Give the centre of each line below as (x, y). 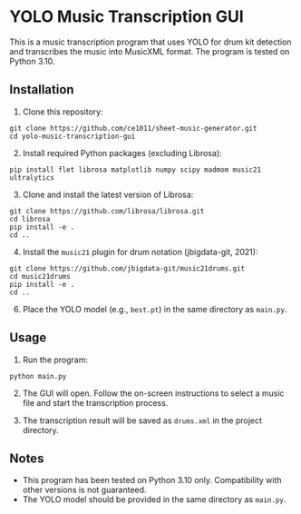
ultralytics (32, 178)
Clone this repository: (63, 112)
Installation (42, 89)
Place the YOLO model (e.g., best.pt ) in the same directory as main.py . (155, 309)
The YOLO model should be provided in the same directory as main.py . (154, 499)
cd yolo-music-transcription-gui (73, 136)
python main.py (38, 376)
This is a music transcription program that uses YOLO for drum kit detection (150, 42)
